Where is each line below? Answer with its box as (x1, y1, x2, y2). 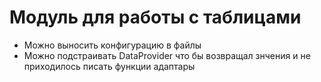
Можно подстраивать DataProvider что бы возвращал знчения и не (23, 49, 311, 61)
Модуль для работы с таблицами (9, 6, 302, 29)
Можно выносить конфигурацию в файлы (23, 39, 202, 51)
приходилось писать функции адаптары (23, 60, 196, 72)
